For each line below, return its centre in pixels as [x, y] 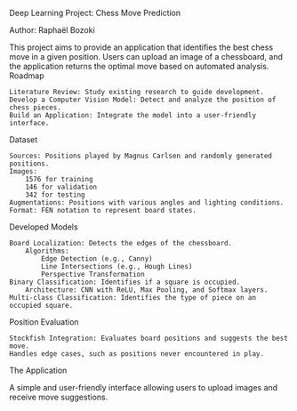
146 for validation [61, 187]
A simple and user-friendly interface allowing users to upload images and [144, 387]
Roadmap [27, 76]
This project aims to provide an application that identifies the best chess [141, 47]
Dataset [24, 140]
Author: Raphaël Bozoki [52, 30]
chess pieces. [36, 108]
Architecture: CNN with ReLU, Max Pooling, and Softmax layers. [147, 290]
